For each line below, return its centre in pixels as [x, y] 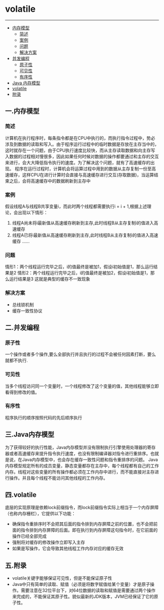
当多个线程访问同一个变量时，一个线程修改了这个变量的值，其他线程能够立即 [82, 386]
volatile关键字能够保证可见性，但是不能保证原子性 [62, 578]
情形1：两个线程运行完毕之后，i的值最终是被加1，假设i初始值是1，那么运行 [79, 267]
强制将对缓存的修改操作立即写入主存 [49, 542]
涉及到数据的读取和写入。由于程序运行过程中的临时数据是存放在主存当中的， [82, 144]
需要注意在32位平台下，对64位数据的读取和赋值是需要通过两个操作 [88, 590]
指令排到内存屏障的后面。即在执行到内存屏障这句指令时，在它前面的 [89, 530]
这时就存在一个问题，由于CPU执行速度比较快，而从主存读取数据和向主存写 [80, 150]
